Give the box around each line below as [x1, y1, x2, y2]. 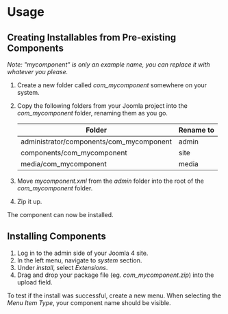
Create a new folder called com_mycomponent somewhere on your [16, 81, 207, 89]
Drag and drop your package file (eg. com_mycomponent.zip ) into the [16, 271, 214, 279]
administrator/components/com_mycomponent [20, 137, 173, 146]
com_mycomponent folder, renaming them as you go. [16, 109, 168, 117]
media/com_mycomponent [20, 159, 107, 168]
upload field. [16, 278, 53, 286]
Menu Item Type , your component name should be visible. [7, 298, 171, 306]
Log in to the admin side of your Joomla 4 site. [16, 249, 149, 257]
